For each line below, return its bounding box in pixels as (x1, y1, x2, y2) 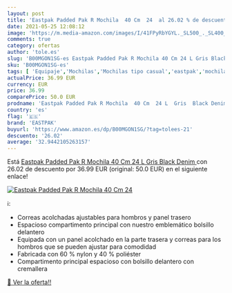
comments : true (7, 36, 51, 43)
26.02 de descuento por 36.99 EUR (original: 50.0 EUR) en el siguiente (7, 165, 208, 173)
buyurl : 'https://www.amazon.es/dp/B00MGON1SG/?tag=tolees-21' (7, 126, 193, 133)
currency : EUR (7, 81, 48, 88)
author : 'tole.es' (7, 49, 60, 56)
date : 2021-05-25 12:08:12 (7, 23, 85, 30)
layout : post (7, 10, 45, 17)
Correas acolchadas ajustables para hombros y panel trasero (17, 214, 191, 222)
